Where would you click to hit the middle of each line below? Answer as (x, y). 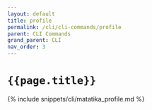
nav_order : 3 (27, 47)
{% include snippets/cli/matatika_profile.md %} (76, 99)
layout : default (31, 14)
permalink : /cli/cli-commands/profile (64, 27)
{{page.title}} (52, 81)
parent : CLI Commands (39, 34)
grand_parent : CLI (34, 40)
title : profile (30, 21)
